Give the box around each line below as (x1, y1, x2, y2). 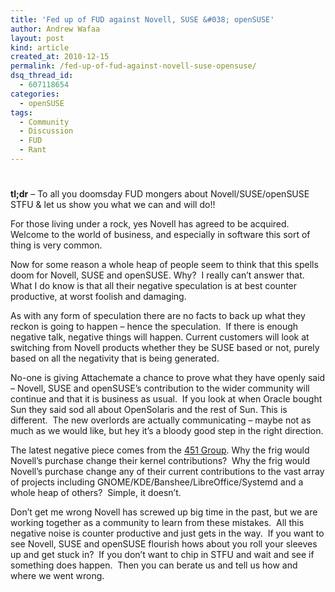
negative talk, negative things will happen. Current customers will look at (10, 331, 310, 343)
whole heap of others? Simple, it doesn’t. (10, 487, 182, 499)
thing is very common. (10, 239, 103, 251)
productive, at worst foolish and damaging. (10, 291, 187, 303)
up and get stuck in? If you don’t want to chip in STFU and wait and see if (10, 549, 315, 561)
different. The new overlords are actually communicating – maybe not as (10, 414, 312, 426)
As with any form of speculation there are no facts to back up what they (10, 310, 306, 322)
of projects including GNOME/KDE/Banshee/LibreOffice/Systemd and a (10, 476, 304, 488)
